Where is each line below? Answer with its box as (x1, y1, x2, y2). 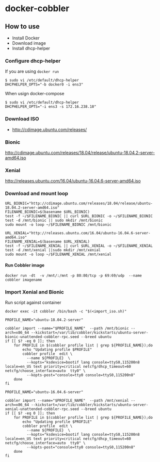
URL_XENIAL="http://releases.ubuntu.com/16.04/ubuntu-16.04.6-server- (5, 231, 151, 236)
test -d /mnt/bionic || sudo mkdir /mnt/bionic (5, 218, 103, 223)
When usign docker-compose (5, 91, 64, 97)
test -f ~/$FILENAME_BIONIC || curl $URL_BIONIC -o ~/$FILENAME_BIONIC (5, 214, 153, 219)
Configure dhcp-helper (5, 57, 61, 64)
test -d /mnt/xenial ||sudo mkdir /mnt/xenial (5, 248, 101, 253)
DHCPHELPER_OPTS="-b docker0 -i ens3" (5, 82, 83, 87)
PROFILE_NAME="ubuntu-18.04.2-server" (5, 317, 83, 322)
